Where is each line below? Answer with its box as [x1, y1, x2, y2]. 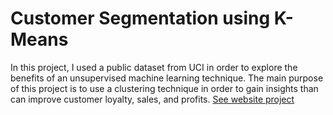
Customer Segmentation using [10, 7, 271, 30]
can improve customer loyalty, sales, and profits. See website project [10, 93, 295, 105]
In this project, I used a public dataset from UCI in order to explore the [10, 61, 298, 73]
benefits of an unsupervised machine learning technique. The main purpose [10, 72, 324, 84]
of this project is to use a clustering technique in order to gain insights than [10, 82, 319, 94]
